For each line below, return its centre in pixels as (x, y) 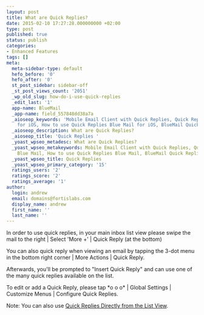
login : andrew (29, 193)
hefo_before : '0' (34, 74)
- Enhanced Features (32, 52)
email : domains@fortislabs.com (51, 198)
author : (16, 187)
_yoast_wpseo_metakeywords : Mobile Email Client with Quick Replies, (101, 147)
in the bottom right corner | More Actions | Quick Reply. (76, 258)
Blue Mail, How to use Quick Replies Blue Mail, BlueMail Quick (100, 153)
